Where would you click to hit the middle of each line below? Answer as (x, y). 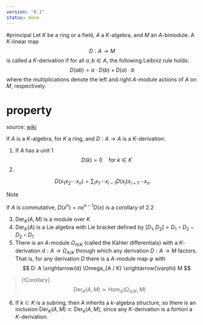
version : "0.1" (26, 12)
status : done (23, 18)
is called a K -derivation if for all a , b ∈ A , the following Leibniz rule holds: (98, 60)
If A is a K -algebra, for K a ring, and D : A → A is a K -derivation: (86, 139)
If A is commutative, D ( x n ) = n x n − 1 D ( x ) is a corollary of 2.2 (80, 207)
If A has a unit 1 (34, 151)
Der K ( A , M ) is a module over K (53, 220)
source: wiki (22, 127)
